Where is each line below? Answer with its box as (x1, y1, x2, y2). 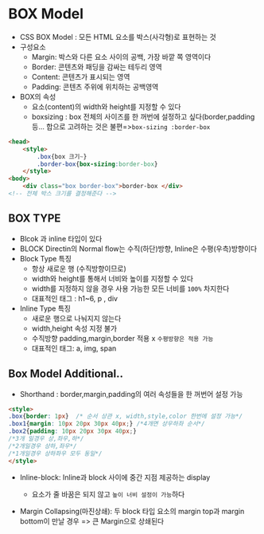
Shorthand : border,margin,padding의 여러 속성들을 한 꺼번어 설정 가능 (19, 389, 243, 399)
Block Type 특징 (19, 253, 72, 263)
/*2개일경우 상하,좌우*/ (8, 442, 77, 450)
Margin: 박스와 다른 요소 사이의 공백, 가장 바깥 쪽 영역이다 (31, 52, 212, 61)
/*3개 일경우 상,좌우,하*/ (8, 435, 84, 443)
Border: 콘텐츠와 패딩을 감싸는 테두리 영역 (31, 61, 163, 72)
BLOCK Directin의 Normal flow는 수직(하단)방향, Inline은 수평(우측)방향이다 (19, 244, 258, 253)
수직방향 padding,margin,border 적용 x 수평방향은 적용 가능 (31, 333, 214, 343)
